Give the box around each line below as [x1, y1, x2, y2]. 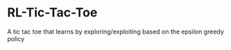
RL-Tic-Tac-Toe [7, 5, 98, 21]
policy [7, 34, 25, 42]
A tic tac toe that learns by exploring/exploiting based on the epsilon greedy [7, 27, 224, 36]
